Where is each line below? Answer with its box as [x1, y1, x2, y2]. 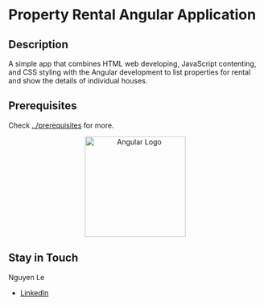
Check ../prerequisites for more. [8, 120, 114, 130]
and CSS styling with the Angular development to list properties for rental [8, 67, 251, 77]
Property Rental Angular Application [8, 6, 256, 24]
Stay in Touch [8, 251, 79, 265]
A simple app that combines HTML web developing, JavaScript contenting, [8, 59, 257, 68]
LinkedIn [19, 287, 49, 298]
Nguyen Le [8, 272, 45, 282]
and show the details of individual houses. [8, 76, 148, 85]
